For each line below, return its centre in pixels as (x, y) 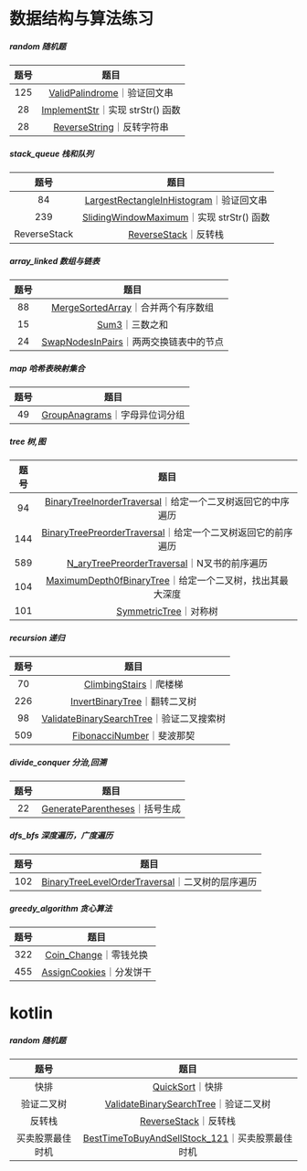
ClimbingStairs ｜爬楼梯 (133, 684)
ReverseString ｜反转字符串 (111, 127)
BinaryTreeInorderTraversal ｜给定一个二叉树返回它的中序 (167, 501)
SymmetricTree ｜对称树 (167, 611)
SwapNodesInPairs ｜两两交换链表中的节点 (132, 342)
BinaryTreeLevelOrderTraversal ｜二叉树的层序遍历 (149, 881)
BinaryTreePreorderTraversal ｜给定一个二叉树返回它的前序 (167, 533)
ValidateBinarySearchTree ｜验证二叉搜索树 (134, 718)
